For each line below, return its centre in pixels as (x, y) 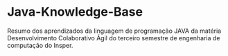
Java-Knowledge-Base (75, 12)
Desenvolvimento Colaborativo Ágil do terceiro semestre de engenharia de (114, 38)
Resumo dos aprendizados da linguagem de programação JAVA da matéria (114, 31)
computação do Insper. (40, 45)
